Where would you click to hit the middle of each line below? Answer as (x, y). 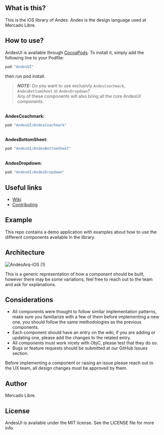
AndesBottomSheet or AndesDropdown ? (54, 91)
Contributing (25, 204)
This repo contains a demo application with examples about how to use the (81, 232)
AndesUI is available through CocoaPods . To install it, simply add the (74, 52)
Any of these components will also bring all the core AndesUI (79, 96)
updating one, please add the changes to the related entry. (71, 338)
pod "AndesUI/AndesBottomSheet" (38, 149)
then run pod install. (25, 76)
